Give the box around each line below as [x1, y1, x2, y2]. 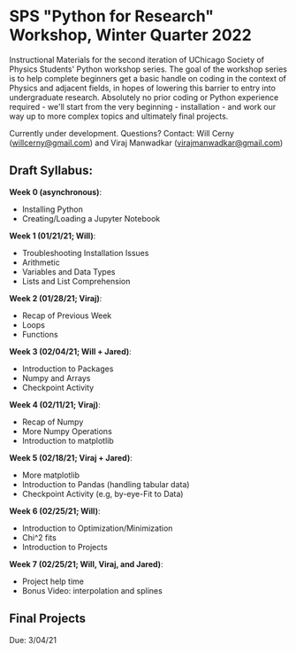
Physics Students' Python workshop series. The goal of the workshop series [9, 64, 287, 74]
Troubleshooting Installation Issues [21, 247, 149, 258]
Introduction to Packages [21, 363, 114, 374]
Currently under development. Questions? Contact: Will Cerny [9, 128, 234, 138]
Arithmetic [21, 257, 60, 268]
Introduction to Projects [21, 541, 108, 552]
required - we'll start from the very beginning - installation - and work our [9, 101, 277, 112]
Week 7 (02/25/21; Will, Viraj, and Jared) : [9, 558, 163, 569]
